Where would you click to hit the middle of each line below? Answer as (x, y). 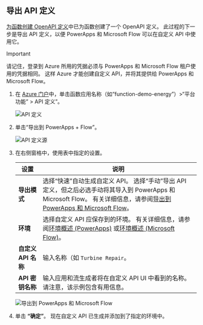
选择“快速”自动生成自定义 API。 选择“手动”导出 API (114, 181)
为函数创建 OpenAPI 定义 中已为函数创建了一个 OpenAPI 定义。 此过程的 (95, 27)
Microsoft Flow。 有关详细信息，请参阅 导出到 (107, 199)
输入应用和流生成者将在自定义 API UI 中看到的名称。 (117, 278)
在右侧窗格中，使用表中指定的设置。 (60, 153)
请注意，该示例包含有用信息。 (85, 287)
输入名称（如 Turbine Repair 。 (86, 257)
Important (18, 54)
